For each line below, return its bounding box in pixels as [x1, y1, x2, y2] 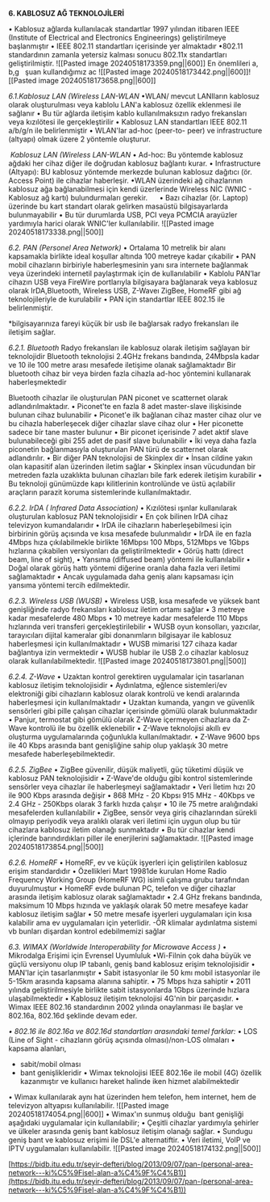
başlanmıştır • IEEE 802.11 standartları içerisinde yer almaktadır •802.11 [8, 41, 243, 51]
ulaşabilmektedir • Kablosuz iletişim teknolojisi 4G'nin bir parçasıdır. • [8, 993, 240, 1003]
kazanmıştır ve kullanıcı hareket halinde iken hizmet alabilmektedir [19, 1077, 239, 1086]
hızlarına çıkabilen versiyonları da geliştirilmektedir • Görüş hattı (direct [8, 546, 244, 555]
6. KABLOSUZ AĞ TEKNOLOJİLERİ [8, 9, 125, 18]
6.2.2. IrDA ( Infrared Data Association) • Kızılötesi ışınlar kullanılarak [8, 503, 238, 512]
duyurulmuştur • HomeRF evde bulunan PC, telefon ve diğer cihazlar [8, 884, 236, 893]
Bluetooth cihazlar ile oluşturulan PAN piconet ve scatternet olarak [8, 393, 228, 403]
